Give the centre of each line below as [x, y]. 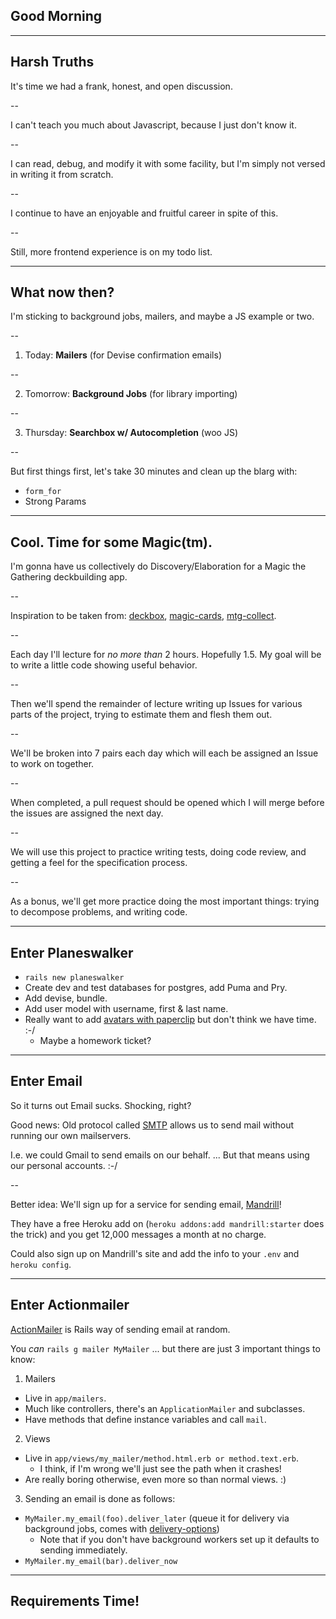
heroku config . [41, 1264]
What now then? [62, 292]
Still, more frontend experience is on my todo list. [111, 251]
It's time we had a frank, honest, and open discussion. [121, 86]
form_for [43, 492]
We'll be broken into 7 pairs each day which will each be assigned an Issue [164, 753]
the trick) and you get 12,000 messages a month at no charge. [138, 1234]
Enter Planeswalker [72, 952]
